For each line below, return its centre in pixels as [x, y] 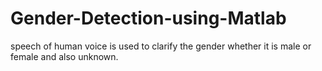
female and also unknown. [64, 56]
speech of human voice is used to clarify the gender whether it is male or [161, 46]
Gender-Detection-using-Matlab [148, 18]
